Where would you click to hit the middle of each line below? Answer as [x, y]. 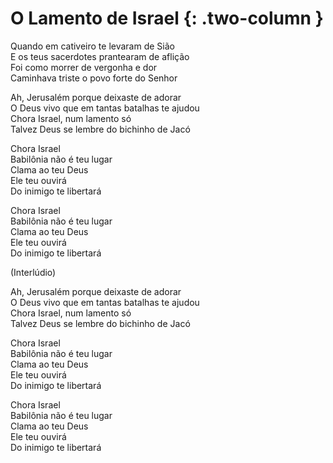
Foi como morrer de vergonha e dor [84, 67]
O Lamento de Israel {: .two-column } [167, 18]
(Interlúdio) [33, 272]
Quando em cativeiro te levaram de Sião [92, 46]
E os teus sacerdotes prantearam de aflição [100, 56]
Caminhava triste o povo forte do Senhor [94, 78]
